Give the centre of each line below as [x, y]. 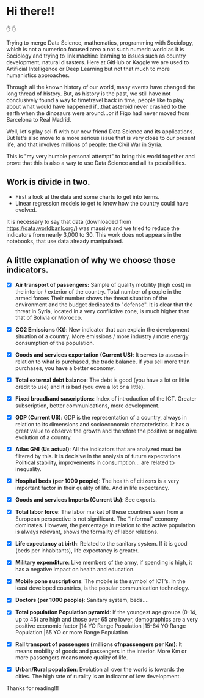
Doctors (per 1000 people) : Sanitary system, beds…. [82, 600]
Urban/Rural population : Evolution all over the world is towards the [100, 669]
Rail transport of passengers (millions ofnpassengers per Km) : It [98, 644]
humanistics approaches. [38, 75]
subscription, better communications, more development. [87, 406]
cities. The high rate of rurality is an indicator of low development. [98, 676]
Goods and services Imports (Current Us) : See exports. [86, 500]
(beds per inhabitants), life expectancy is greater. [77, 551]
